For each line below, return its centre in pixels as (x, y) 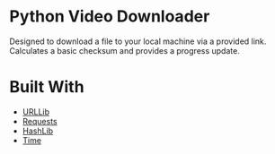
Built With (47, 87)
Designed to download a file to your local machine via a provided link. (138, 41)
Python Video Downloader (110, 17)
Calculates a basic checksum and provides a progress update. (124, 50)
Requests (40, 121)
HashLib (38, 131)
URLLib (36, 111)
